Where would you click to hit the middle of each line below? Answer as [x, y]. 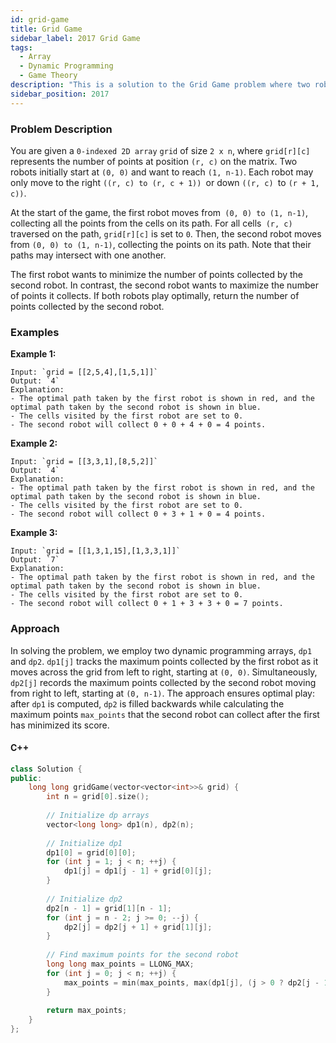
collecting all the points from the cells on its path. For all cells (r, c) [151, 223]
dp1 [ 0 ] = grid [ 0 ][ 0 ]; [91, 852]
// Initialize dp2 [84, 899]
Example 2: [34, 443]
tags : [21, 47]
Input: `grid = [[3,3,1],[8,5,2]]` [84, 462]
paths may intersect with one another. [88, 255]
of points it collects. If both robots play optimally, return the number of [155, 295]
